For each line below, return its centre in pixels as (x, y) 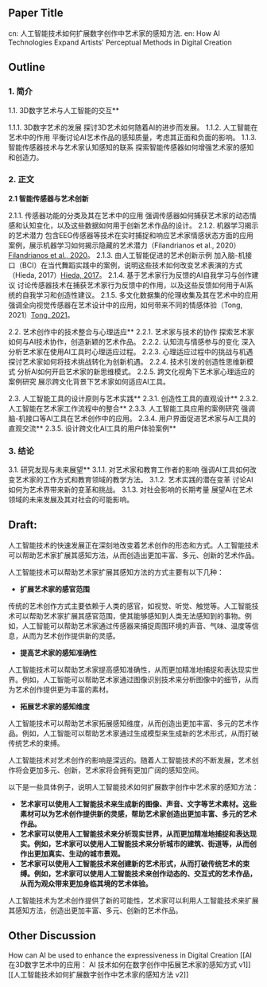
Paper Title (36, 13)
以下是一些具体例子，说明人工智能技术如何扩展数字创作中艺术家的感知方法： (133, 786)
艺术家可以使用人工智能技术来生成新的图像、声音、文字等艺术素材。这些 (138, 804)
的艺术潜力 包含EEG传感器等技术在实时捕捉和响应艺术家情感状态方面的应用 (131, 235)
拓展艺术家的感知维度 (54, 706)
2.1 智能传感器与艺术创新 (48, 198)
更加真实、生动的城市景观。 (79, 853)
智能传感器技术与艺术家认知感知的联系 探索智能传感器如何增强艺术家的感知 (131, 147)
